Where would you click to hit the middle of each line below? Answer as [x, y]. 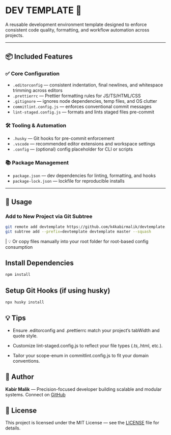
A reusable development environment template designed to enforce [76, 24]
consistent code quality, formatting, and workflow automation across [77, 30]
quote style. [25, 336]
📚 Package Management [37, 162]
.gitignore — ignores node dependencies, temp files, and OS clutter [85, 101]
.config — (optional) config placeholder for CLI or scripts [73, 149]
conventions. [26, 361]
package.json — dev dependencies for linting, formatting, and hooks [84, 176]
